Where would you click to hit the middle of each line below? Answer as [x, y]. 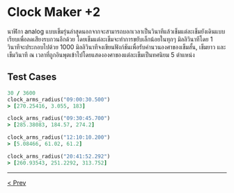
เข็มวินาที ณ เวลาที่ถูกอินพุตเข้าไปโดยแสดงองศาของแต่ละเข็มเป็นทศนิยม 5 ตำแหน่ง [101, 54]
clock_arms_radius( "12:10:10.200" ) [59, 137]
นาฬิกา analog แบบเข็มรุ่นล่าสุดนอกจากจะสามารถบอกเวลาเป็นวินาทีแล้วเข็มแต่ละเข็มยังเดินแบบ [116, 31]
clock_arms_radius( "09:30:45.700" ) [59, 119]
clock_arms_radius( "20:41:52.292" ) [59, 156]
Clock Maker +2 [54, 12]
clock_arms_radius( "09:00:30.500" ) [59, 99]
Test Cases [32, 77]
